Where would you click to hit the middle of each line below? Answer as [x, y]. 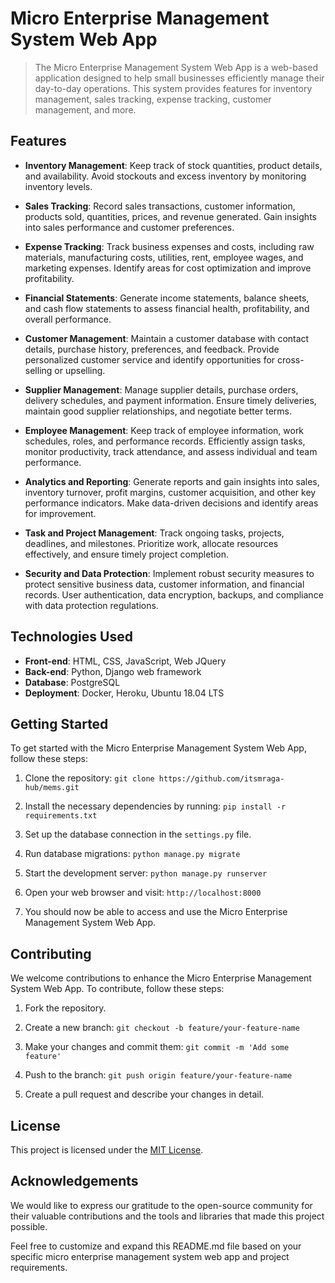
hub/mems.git [52, 788]
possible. [29, 1226]
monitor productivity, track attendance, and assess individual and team [171, 451]
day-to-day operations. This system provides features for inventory [173, 88]
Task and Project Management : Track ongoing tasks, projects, [154, 533]
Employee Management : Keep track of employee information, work [164, 430]
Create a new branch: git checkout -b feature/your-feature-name [162, 1028]
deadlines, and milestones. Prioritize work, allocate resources [151, 543]
